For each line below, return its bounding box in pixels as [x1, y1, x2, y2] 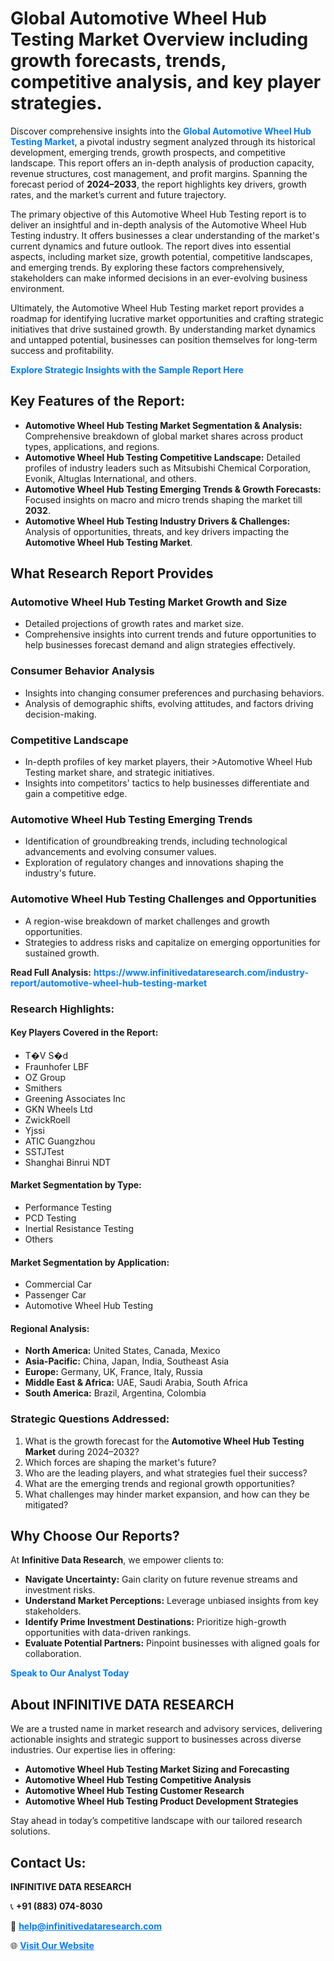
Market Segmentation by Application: [10, 1256, 170, 1268]
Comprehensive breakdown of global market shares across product [24, 430, 304, 442]
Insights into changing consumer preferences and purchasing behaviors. [24, 687, 325, 699]
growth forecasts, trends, [10, 50, 227, 72]
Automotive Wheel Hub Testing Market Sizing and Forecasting [24, 1763, 290, 1776]
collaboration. [24, 1648, 82, 1660]
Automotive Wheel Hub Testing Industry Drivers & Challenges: [24, 515, 291, 527]
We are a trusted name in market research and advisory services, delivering [10, 1723, 323, 1735]
